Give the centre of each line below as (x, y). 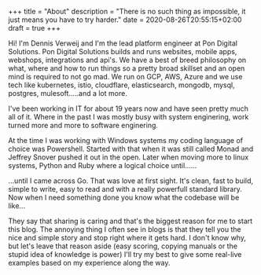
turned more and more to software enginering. (83, 125)
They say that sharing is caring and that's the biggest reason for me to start (130, 221)
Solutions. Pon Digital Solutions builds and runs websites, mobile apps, (123, 51)
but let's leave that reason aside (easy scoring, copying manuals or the (123, 246)
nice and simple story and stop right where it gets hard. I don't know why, (127, 238)
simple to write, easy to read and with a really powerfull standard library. (125, 189)
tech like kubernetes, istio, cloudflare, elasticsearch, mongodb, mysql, (121, 85)
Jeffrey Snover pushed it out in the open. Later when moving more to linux (129, 157)
